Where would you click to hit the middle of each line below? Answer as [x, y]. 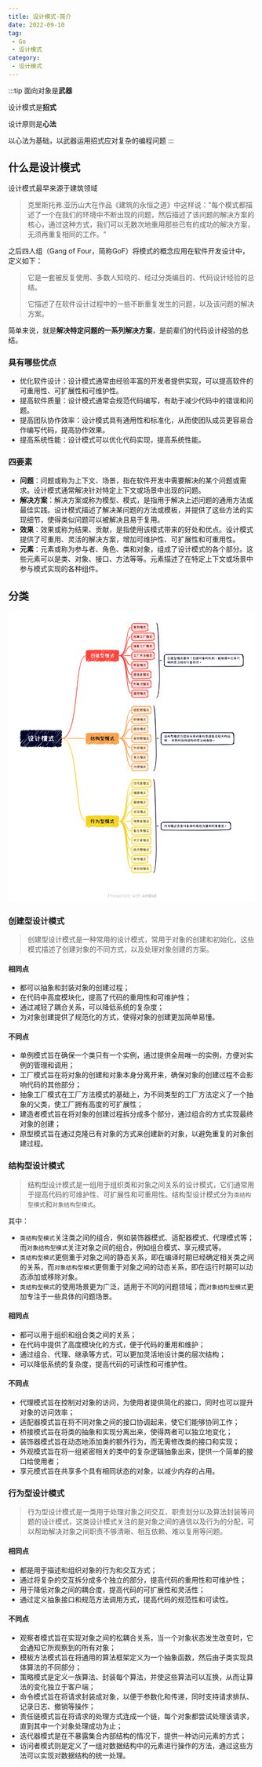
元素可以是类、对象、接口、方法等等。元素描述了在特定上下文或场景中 [140, 559]
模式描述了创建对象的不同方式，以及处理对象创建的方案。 [120, 949]
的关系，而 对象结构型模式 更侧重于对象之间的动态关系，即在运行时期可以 [133, 1266]
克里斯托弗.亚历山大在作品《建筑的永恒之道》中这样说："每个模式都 [136, 205]
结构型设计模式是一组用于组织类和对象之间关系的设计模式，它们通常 [137, 1184]
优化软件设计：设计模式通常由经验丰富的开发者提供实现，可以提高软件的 [136, 381]
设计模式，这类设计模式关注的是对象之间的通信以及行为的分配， [144, 1521]
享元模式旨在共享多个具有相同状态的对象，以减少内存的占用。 [119, 1471]
